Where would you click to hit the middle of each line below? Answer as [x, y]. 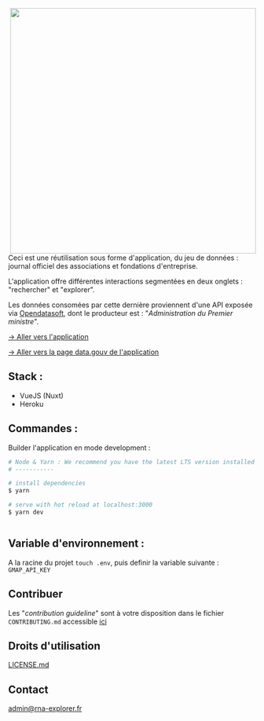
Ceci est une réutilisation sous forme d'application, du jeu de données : [123, 258]
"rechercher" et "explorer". [52, 289]
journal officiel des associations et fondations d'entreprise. [103, 266]
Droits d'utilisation [54, 646]
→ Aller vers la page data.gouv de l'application [84, 352]
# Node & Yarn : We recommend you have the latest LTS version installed [132, 462]
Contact [28, 689]
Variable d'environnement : [77, 544]
